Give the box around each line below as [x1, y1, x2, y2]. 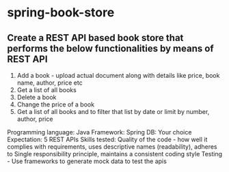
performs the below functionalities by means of [7, 42, 214, 54]
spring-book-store [7, 5, 115, 20]
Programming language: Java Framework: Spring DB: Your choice [7, 128, 192, 136]
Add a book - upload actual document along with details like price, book [16, 72, 220, 79]
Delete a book [16, 94, 57, 101]
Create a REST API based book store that [7, 32, 184, 44]
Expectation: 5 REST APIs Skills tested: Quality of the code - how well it [7, 135, 208, 143]
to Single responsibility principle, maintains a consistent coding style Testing [7, 150, 223, 158]
